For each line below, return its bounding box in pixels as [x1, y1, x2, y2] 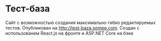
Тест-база [5, 3, 50, 14]
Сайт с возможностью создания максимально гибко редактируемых [5, 19, 156, 25]
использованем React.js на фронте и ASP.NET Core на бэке [5, 30, 134, 36]
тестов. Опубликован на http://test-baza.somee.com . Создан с [5, 24, 140, 30]
